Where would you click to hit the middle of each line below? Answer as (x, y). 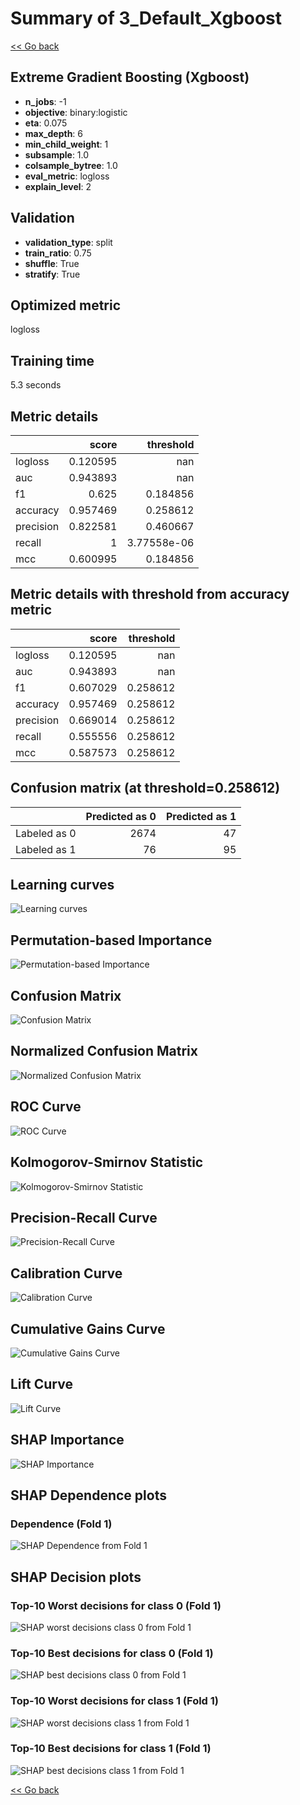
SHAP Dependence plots (88, 1495)
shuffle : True (52, 263)
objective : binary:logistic (76, 112)
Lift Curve (41, 1384)
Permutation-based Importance (111, 940)
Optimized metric (66, 305)
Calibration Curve (66, 1273)
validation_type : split (68, 242)
